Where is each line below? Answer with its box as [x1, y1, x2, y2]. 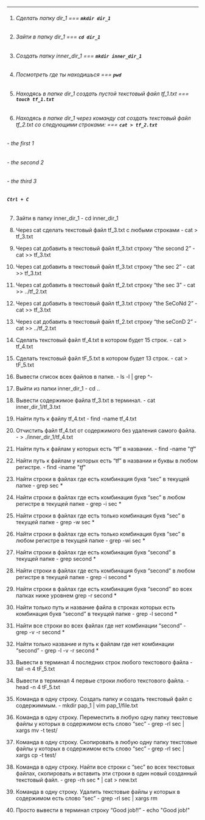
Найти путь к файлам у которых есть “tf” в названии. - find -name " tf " [15, 445, 196, 452]
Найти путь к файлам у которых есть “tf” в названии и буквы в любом [15, 456, 198, 464]
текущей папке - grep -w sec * [15, 518, 95, 525]
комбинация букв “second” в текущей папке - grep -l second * [15, 610, 178, 617]
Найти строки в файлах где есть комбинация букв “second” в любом [15, 566, 195, 574]
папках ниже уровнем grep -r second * [15, 591, 117, 599]
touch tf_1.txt [15, 97, 55, 103]
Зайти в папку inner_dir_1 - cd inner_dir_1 [15, 214, 119, 222]
